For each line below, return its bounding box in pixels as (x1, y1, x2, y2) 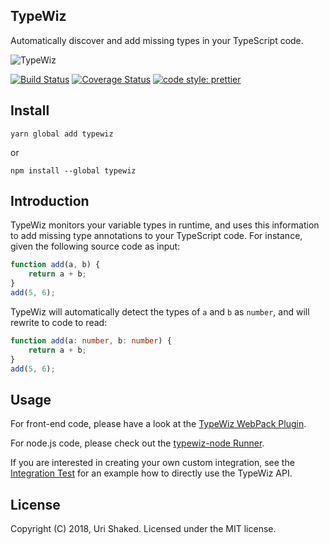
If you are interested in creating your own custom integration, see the (10, 457, 295, 469)
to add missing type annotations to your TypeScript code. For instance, (10, 230, 303, 242)
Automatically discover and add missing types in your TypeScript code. (10, 34, 304, 46)
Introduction (10, 193, 90, 210)
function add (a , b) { (10, 260, 101, 270)
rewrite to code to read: (10, 316, 108, 328)
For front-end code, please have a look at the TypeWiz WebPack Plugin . (10, 418, 307, 430)
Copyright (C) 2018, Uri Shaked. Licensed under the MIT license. (10, 523, 277, 535)
